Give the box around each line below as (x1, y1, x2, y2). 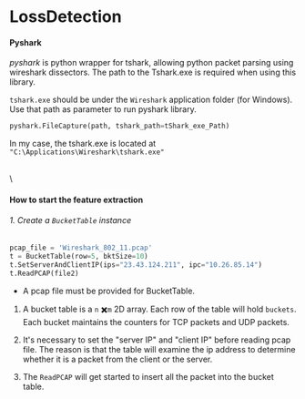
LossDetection (9, 6, 122, 27)
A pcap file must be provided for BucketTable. (22, 285, 196, 296)
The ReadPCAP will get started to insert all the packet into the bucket (22, 371, 275, 382)
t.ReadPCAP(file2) (9, 269, 79, 278)
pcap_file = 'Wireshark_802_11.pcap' (9, 243, 153, 252)
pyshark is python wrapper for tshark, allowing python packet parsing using (9, 57, 294, 68)
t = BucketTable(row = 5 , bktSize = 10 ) (9, 251, 148, 261)
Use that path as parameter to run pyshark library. (9, 104, 198, 115)
